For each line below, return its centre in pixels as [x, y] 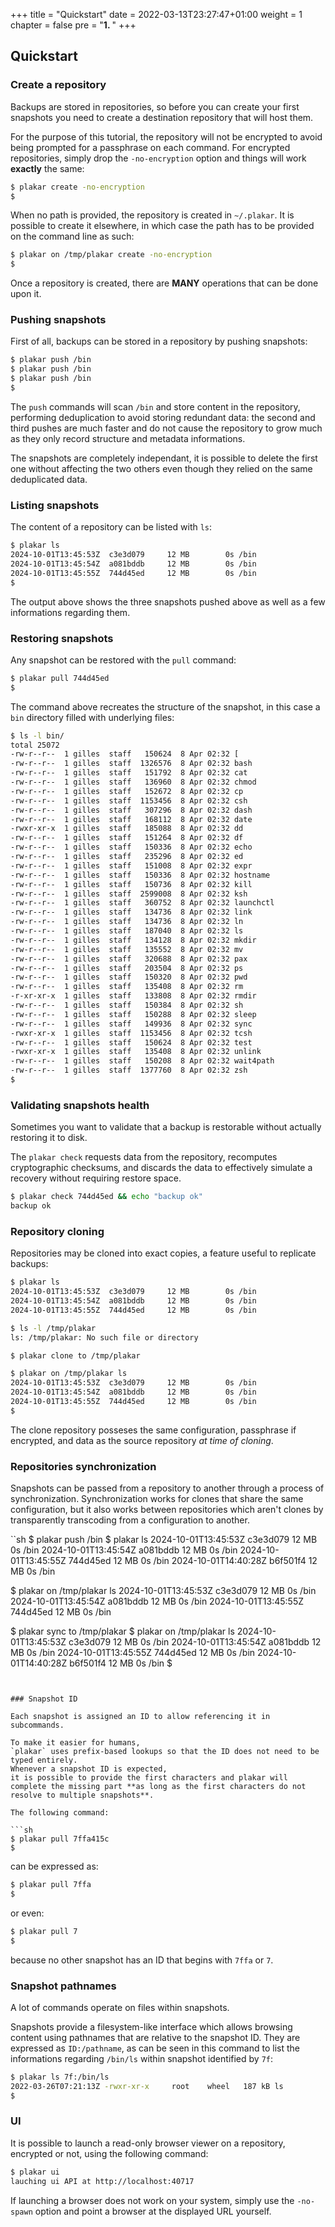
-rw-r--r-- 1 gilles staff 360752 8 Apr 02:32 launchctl [142, 903]
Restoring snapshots [62, 638]
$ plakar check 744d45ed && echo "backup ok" [106, 1197]
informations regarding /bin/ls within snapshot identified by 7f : [141, 2058]
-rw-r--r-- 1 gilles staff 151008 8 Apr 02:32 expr [131, 865]
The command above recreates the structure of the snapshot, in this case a [165, 706]
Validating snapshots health [80, 1105]
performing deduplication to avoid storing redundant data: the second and [163, 417]
